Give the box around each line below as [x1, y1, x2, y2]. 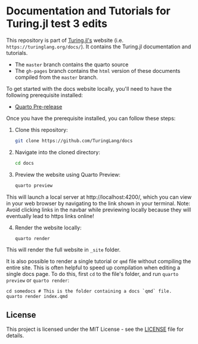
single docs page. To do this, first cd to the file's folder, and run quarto [6, 271, 179, 278]
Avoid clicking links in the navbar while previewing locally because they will [6, 206, 191, 213]
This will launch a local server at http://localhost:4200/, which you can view [6, 193, 192, 201]
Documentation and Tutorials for [6, 4, 171, 18]
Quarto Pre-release [14, 103, 63, 110]
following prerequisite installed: [6, 91, 83, 99]
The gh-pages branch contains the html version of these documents [14, 67, 181, 74]
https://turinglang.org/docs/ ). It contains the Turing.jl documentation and [6, 43, 191, 50]
